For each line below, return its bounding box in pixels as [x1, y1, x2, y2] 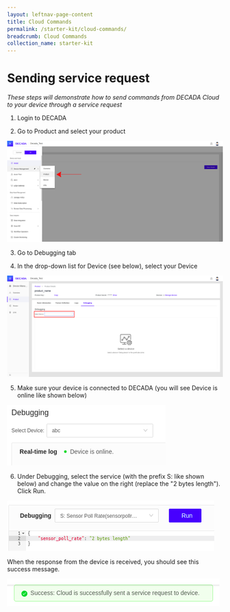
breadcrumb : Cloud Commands [7, 33, 88, 40]
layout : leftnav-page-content [7, 11, 94, 18]
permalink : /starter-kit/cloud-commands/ [7, 25, 127, 32]
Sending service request [7, 71, 150, 86]
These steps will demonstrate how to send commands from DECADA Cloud [7, 93, 220, 102]
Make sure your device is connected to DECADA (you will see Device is [16, 383, 218, 392]
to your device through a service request [7, 100, 123, 109]
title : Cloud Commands [7, 18, 72, 25]
